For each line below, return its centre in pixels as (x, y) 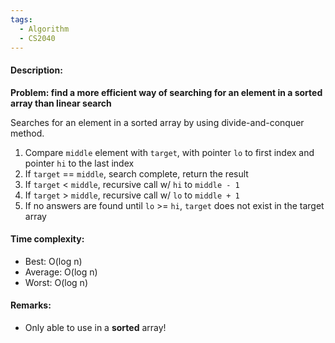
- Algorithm (44, 29)
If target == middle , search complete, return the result (136, 173)
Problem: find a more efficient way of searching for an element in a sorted (166, 92)
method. (27, 133)
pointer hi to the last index (79, 163)
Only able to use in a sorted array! (95, 327)
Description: (36, 70)
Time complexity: (47, 239)
